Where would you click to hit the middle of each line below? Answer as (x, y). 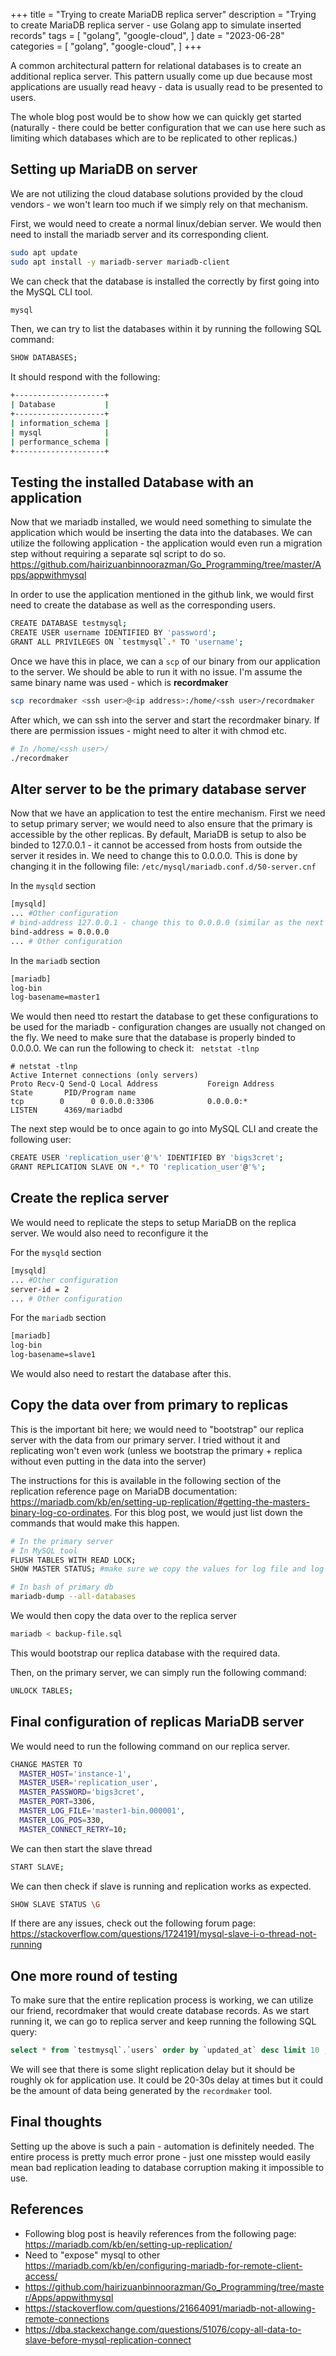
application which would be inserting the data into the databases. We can (161, 533)
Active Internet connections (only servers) (104, 1075)
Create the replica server (90, 1198)
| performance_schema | (60, 442)
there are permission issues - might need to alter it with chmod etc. (148, 730)
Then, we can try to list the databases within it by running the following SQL (166, 329)
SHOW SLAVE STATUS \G (55, 1904)
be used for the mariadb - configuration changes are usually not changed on (168, 1027)
